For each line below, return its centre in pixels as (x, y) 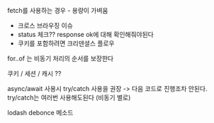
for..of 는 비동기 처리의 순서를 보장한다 (61, 58)
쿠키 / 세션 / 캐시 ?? (34, 74)
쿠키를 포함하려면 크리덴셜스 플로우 (66, 43)
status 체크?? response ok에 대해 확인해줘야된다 (85, 34)
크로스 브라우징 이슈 (45, 26)
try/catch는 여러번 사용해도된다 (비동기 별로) (69, 97)
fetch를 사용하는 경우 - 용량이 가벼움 (58, 10)
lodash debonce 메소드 (40, 113)
